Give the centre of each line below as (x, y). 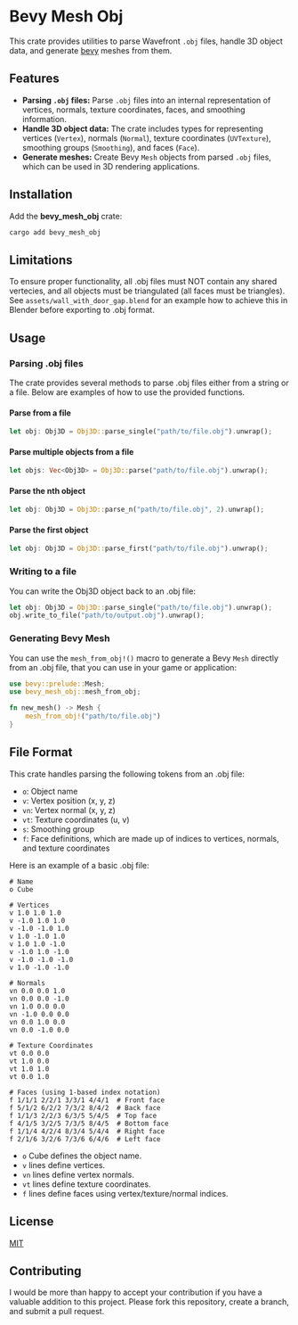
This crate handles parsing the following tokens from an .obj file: (127, 774)
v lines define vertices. (63, 1165)
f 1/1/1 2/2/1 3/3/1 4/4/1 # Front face (87, 1100)
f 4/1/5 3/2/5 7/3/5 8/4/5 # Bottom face (89, 1123)
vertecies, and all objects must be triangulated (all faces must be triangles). (147, 291)
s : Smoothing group (58, 829)
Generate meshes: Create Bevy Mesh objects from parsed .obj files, (146, 157)
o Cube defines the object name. (82, 1156)
